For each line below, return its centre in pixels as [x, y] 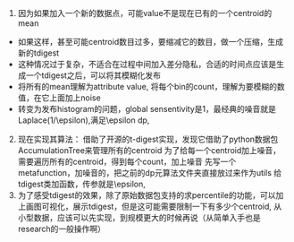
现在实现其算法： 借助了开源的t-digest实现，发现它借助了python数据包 [148, 139]
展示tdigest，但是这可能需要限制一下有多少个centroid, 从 [177, 206]
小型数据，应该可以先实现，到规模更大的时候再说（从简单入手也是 [139, 217]
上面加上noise [75, 98]
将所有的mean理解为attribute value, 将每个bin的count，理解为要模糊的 [147, 86]
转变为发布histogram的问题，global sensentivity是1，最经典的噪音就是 [147, 109]
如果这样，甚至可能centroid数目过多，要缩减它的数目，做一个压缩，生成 [151, 42]
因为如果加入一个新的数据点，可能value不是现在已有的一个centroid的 [145, 13]
